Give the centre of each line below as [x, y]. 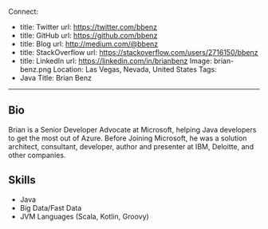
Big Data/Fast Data [51, 207]
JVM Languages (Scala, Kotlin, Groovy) [84, 216]
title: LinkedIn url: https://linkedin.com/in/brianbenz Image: [116, 61]
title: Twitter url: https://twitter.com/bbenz [89, 27]
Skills [22, 180]
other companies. [37, 155]
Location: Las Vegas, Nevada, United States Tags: [135, 69]
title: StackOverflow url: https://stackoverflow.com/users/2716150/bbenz [139, 52]
